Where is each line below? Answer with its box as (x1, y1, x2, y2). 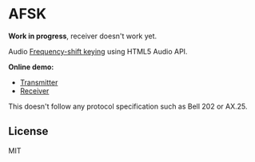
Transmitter (19, 77, 58, 87)
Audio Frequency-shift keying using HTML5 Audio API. (8, 46, 188, 56)
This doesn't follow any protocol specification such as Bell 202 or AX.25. (8, 101, 248, 111)
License (8, 124, 49, 138)
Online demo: (8, 61, 54, 72)
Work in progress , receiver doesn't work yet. (8, 31, 157, 41)
